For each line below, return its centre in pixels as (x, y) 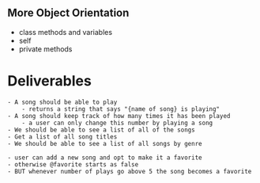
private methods (45, 49)
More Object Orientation (68, 13)
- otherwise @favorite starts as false (73, 164)
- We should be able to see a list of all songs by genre (105, 143)
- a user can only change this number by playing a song (117, 123)
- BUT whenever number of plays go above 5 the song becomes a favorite (130, 171)
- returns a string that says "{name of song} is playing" (121, 109)
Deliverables (49, 81)
